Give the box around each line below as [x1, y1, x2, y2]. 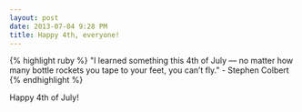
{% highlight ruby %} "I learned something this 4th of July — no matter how [9, 56, 294, 66]
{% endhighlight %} [9, 75, 84, 86]
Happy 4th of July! [9, 92, 79, 103]
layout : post [9, 13, 59, 23]
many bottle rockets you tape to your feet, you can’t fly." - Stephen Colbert [9, 65, 289, 76]
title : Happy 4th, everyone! [9, 30, 120, 39]
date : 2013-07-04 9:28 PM [9, 22, 107, 31]
